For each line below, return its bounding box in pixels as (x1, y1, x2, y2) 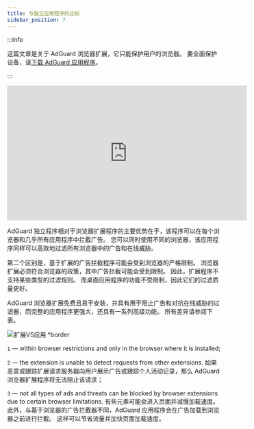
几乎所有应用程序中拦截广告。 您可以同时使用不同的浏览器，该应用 (25, 235, 213, 243)
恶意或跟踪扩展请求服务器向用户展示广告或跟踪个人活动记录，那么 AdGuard (7, 367, 220, 375)
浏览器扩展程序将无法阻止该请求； (7, 375, 103, 384)
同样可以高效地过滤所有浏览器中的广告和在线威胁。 (12, 244, 157, 252)
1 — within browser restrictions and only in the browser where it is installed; (7, 344, 221, 352)
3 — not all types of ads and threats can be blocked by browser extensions (7, 389, 218, 397)
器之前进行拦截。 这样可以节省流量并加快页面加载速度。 (7, 414, 165, 422)
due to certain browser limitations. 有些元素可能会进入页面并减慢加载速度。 (7, 397, 219, 405)
